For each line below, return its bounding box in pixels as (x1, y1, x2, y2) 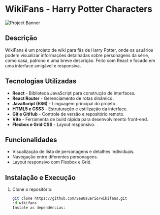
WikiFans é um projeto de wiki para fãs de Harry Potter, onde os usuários (5, 47, 154, 53)
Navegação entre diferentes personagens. (12, 154, 98, 160)
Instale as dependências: (12, 205, 65, 210)
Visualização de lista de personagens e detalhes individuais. (12, 149, 135, 154)
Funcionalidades (5, 135, 58, 144)
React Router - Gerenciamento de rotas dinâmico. (12, 95, 114, 101)
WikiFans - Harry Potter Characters (5, 3, 153, 15)
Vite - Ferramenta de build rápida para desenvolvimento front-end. (12, 116, 149, 122)
